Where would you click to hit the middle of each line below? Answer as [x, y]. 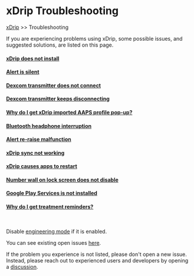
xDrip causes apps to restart [42, 166]
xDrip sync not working [35, 153]
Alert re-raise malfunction [39, 139]
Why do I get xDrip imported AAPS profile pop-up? [69, 112]
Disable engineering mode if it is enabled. [57, 231]
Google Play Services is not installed [52, 193]
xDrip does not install [33, 58]
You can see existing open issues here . [54, 242]
